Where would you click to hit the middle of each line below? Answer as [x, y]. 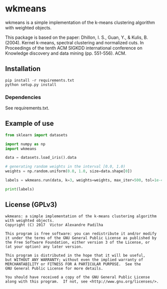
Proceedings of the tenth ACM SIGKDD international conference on [74, 48]
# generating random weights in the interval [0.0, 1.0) [65, 167]
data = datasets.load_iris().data [41, 158]
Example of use [30, 124]
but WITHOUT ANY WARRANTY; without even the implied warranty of [74, 260]
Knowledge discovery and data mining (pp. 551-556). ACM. [66, 53]
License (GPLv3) [31, 205]
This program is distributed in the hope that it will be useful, [75, 255]
